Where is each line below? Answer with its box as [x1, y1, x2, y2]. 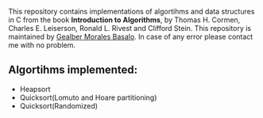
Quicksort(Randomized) [19, 101, 98, 110]
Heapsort [19, 84, 51, 93]
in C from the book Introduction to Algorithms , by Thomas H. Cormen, [8, 15, 241, 25]
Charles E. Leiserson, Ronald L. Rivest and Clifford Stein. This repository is [8, 24, 252, 32]
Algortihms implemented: [8, 63, 138, 77]
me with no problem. [8, 40, 76, 50]
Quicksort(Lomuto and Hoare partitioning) [19, 93, 157, 102]
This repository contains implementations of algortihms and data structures [8, 7, 255, 16]
